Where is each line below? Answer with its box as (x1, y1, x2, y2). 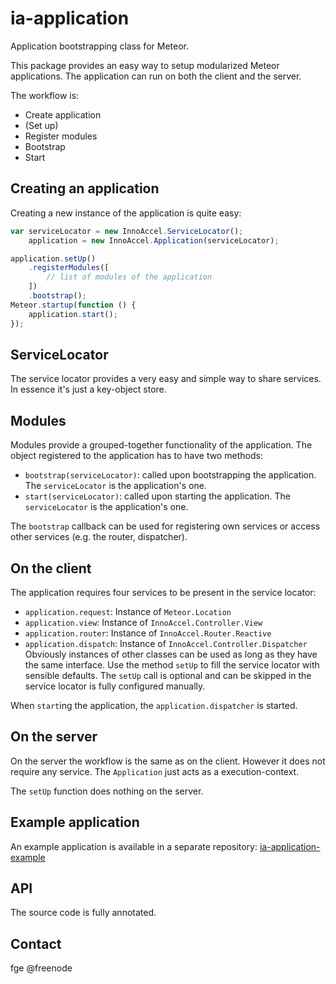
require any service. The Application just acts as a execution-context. (10, 765, 300, 777)
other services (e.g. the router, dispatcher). (10, 531, 188, 543)
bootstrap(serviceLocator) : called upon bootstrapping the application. (24, 469, 317, 481)
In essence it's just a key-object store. (10, 383, 167, 396)
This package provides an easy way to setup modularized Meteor (10, 59, 280, 71)
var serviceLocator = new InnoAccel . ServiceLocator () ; (10, 226, 244, 236)
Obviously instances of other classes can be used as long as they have (24, 648, 318, 660)
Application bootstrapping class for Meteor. (10, 40, 189, 52)
